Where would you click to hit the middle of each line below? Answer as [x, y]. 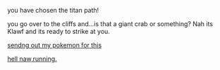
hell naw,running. [32, 59]
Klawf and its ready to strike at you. [59, 31]
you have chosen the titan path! [53, 10]
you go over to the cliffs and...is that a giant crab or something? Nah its [110, 24]
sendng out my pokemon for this [55, 45]
